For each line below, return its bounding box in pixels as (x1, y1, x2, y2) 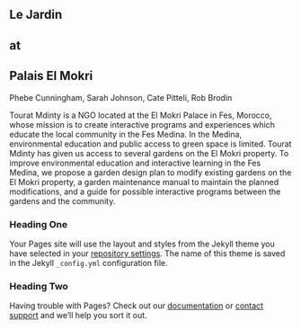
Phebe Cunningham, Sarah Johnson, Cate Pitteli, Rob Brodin (9, 92, 233, 102)
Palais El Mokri (9, 68, 93, 84)
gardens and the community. (9, 195, 116, 206)
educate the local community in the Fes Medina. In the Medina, (9, 129, 243, 139)
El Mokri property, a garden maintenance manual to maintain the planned (9, 176, 279, 187)
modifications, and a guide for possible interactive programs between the (9, 186, 281, 197)
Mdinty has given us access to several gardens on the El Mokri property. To (9, 147, 289, 158)
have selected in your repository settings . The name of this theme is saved (9, 247, 286, 259)
